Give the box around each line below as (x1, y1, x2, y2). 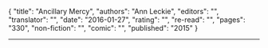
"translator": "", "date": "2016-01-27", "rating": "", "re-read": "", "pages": (8, 15, 246, 24)
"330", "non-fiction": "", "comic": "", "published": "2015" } (8, 24, 198, 32)
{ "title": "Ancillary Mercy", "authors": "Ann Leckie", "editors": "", (8, 7, 219, 16)
